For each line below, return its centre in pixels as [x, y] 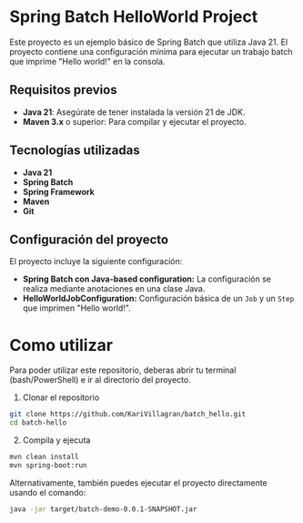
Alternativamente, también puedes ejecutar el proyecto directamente [139, 482]
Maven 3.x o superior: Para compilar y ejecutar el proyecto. [135, 121]
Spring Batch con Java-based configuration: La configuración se [146, 279]
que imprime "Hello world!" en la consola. [87, 61]
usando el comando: [48, 492]
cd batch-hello [38, 423]
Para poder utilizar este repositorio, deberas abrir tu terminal [123, 370]
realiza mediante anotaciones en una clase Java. [114, 289]
